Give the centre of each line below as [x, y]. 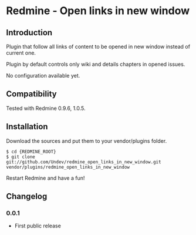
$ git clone [21, 157]
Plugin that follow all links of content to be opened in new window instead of [98, 46]
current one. [21, 53]
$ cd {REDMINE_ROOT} [31, 152]
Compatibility [31, 94]
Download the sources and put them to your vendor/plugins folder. [87, 141]
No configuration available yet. [43, 75]
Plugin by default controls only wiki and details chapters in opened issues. [96, 64]
